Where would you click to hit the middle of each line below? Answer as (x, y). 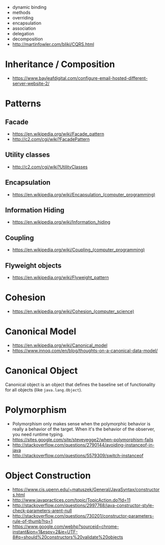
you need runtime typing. (38, 434)
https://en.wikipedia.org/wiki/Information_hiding (61, 222)
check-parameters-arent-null (42, 511)
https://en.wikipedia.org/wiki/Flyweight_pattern (60, 277)
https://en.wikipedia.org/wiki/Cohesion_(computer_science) (73, 311)
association (24, 28)
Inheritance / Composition (60, 65)
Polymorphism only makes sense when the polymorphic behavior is (81, 423)
